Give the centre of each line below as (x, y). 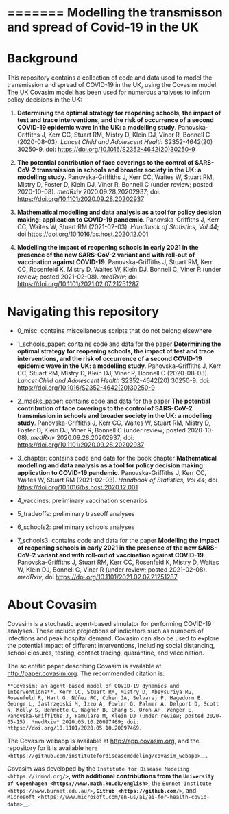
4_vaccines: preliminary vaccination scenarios (82, 501)
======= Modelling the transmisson (115, 13)
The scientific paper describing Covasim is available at (84, 666)
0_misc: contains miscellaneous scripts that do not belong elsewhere (114, 331)
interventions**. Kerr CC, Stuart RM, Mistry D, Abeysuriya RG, (101, 692)
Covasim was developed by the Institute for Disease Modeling (98, 769)
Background (43, 59)
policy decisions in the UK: (45, 100)
